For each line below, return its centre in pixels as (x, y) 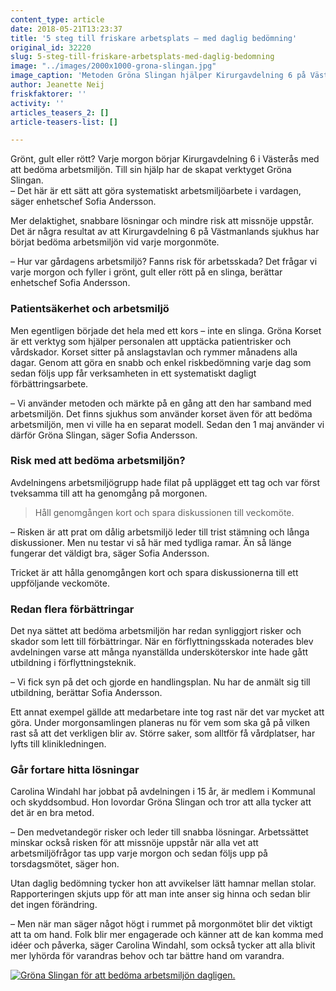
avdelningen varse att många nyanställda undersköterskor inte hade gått (159, 652)
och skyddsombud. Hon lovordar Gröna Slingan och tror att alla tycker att (161, 802)
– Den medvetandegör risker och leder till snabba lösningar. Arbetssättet (159, 832)
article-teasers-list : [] (64, 122)
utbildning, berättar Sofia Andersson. (86, 693)
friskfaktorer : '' (48, 94)
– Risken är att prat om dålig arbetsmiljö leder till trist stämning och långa (160, 532)
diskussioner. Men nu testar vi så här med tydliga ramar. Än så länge (151, 542)
